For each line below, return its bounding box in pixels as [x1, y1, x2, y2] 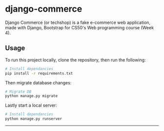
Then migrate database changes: [5, 79, 72, 86]
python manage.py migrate [5, 94, 58, 98]
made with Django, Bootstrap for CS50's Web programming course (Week [5, 24, 154, 30]
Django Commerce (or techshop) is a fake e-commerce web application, [5, 19, 150, 25]
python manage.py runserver [5, 116, 62, 121]
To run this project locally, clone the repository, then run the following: [5, 57, 146, 63]
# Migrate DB [5, 89, 32, 94]
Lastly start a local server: [5, 102, 57, 108]
